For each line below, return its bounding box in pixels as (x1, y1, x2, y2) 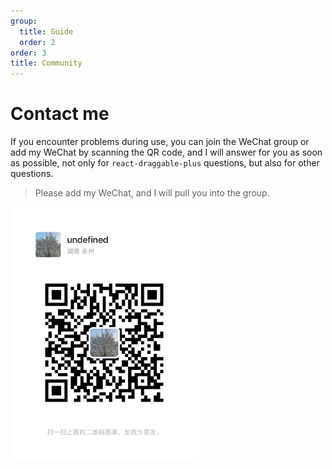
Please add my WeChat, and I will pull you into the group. (34, 187, 270, 199)
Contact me (10, 103, 110, 125)
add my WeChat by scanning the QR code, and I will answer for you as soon (10, 146, 323, 159)
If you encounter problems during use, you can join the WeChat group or (10, 136, 310, 148)
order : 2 (19, 37, 56, 47)
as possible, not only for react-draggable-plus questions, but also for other (10, 157, 320, 169)
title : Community (10, 58, 83, 69)
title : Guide (19, 26, 74, 37)
